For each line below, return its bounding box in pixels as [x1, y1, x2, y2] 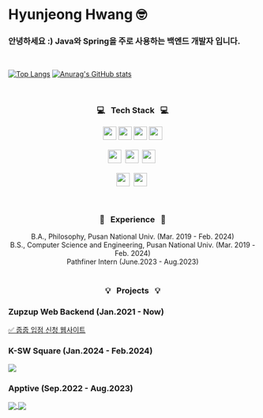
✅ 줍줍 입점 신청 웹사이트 [8, 326, 86, 335]
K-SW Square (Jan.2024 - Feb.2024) [8, 345, 153, 356]
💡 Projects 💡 [105, 285, 160, 296]
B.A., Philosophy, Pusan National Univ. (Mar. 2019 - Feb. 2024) [31, 232, 235, 242]
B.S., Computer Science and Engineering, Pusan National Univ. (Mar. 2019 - [9, 240, 256, 250]
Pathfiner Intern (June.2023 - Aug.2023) [66, 257, 199, 266]
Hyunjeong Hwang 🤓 [8, 6, 148, 24]
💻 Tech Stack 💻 [96, 105, 169, 116]
